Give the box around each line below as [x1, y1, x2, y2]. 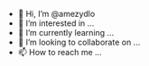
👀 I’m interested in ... [17, 18, 95, 29]
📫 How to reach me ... [17, 47, 102, 57]
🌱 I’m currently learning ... [17, 28, 115, 37]
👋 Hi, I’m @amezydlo [17, 9, 96, 19]
